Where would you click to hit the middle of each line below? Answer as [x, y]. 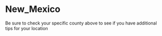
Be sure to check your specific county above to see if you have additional [81, 23]
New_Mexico [33, 9]
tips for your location [27, 28]
